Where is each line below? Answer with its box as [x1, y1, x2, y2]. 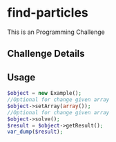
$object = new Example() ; [7, 90, 81, 97]
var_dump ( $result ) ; [7, 128, 64, 136]
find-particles [7, 5, 88, 21]
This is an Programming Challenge [7, 28, 105, 36]
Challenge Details [7, 48, 85, 60]
